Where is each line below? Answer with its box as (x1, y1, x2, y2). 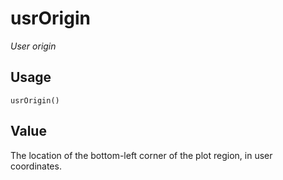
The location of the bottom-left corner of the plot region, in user (10, 149, 273, 161)
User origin (10, 40, 57, 52)
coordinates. (10, 160, 62, 172)
